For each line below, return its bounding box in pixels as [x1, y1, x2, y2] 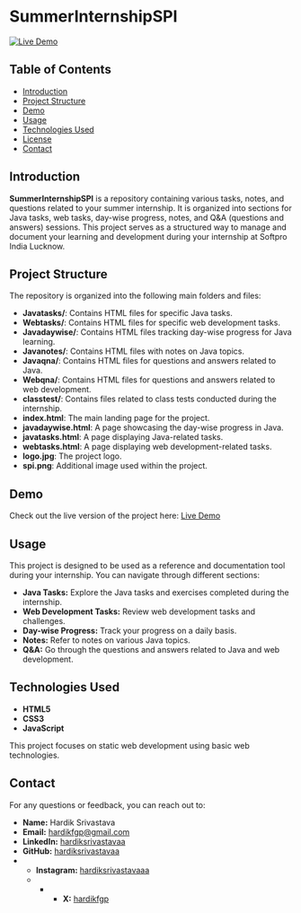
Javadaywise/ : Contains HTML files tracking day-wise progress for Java [22, 327, 292, 338]
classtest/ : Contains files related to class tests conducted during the [22, 393, 277, 405]
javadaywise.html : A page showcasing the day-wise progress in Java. [22, 422, 285, 433]
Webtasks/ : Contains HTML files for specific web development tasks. [22, 317, 281, 329]
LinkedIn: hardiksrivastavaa [22, 836, 126, 847]
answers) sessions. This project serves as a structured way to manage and [9, 222, 287, 233]
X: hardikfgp [62, 893, 110, 904]
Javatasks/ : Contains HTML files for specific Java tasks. [22, 308, 234, 319]
